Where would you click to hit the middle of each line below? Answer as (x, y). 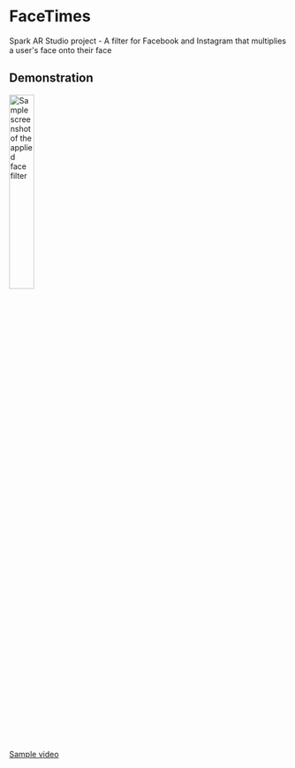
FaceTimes (50, 16)
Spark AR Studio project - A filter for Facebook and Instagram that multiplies (148, 41)
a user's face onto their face (61, 50)
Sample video (34, 754)
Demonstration (52, 78)
